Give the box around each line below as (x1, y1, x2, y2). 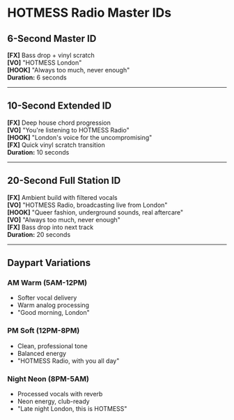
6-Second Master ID (7, 33, 97, 45)
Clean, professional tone (17, 341, 88, 350)
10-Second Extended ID (7, 100, 112, 112)
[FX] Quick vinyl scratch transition (7, 141, 106, 149)
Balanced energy (17, 349, 67, 357)
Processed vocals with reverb (17, 389, 103, 398)
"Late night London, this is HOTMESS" (17, 404, 127, 412)
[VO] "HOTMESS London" (7, 59, 82, 67)
